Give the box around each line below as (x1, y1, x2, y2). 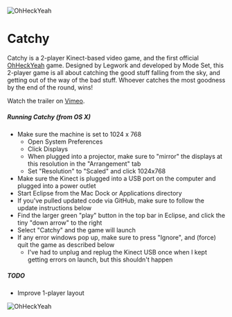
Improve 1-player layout (17, 289, 84, 297)
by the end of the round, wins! (7, 83, 93, 92)
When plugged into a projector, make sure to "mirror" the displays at (27, 152, 223, 160)
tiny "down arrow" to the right (17, 219, 102, 227)
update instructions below (17, 203, 92, 212)
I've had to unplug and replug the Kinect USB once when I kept (27, 248, 208, 256)
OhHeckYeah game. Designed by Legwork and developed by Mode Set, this (7, 61, 224, 69)
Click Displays (27, 144, 68, 153)
